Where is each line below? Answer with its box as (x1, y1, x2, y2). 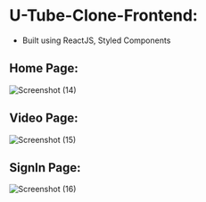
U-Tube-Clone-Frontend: (9, 5, 198, 26)
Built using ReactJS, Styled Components (21, 35, 171, 46)
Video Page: (9, 111, 78, 126)
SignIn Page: (9, 160, 82, 175)
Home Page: (9, 61, 78, 76)
